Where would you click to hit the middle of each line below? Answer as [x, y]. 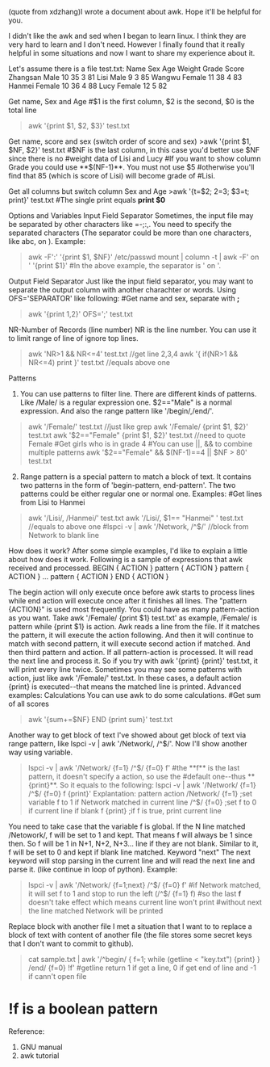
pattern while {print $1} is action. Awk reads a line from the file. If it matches [134, 626]
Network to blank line [63, 535]
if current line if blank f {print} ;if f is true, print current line [125, 811]
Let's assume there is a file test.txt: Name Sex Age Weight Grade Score [127, 69]
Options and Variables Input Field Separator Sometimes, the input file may [131, 216]
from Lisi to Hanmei [52, 502]
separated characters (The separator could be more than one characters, [130, 233]
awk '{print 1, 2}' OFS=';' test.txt [80, 314]
